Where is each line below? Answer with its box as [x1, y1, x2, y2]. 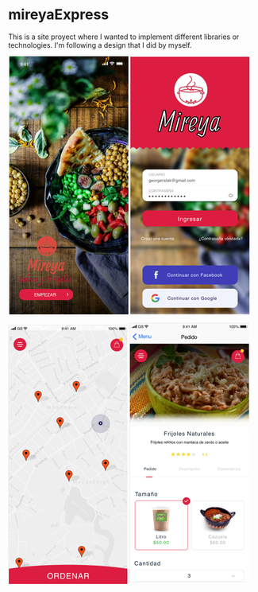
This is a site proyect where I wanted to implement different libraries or [8, 32, 240, 41]
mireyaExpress [8, 6, 110, 24]
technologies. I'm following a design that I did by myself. [8, 40, 192, 49]
